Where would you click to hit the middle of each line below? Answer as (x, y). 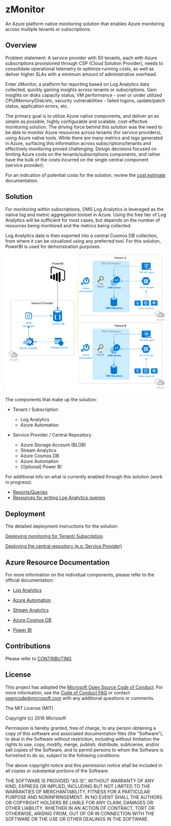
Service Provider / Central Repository (52, 435)
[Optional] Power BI (41, 467)
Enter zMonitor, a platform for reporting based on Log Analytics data (77, 84)
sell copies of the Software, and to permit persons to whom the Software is (84, 750)
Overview (21, 46)
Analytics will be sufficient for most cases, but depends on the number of (83, 220)
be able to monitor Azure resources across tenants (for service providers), (84, 132)
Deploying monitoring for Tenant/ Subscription (54, 536)
